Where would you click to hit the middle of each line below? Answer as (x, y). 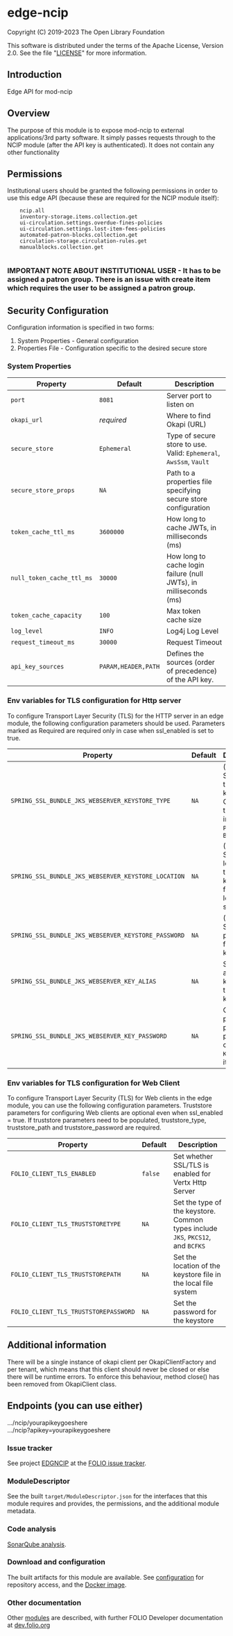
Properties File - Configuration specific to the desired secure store (112, 348)
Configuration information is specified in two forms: (81, 327)
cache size (184, 620)
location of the (197, 1266)
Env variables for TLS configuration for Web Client (94, 1083)
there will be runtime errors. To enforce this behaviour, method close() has (113, 1376)
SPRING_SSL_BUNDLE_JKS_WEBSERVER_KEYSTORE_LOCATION (98, 876)
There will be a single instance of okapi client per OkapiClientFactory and (112, 1362)
